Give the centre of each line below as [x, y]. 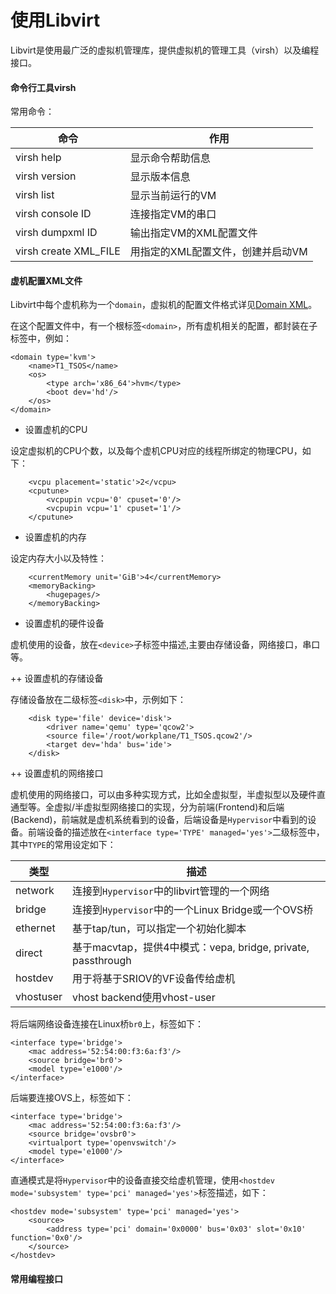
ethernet [35, 928]
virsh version [46, 176]
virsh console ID [53, 214]
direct [29, 953]
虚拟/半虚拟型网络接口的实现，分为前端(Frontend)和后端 [169, 807]
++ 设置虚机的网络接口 [57, 773]
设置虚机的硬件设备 [64, 623]
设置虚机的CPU [56, 430]
